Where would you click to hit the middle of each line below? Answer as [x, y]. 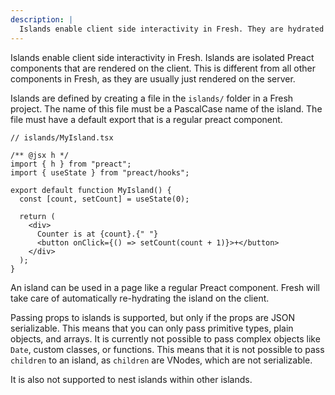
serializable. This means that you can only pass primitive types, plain [152, 328]
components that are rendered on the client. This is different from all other [163, 68]
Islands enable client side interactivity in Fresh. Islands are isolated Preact [162, 57]
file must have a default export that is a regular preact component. [146, 119]
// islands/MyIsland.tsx [62, 137]
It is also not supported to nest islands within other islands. [131, 379]
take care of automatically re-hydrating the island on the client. [140, 298]
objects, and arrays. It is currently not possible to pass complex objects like [165, 338]
